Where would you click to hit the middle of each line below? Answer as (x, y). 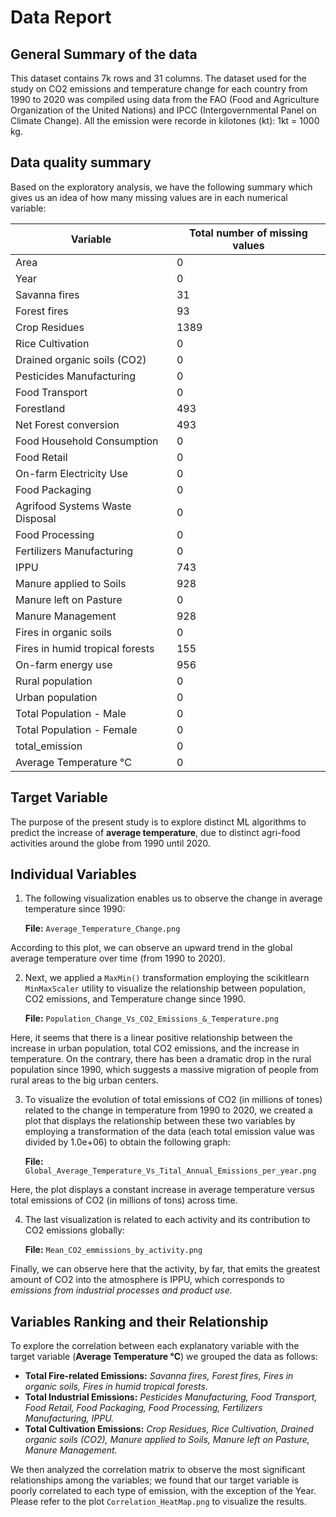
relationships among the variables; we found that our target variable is (154, 1480)
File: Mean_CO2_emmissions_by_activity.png (113, 1250)
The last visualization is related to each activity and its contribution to (167, 1220)
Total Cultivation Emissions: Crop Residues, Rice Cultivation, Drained (169, 1429)
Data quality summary (81, 162)
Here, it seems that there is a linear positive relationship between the (151, 1038)
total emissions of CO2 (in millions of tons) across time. (124, 1200)
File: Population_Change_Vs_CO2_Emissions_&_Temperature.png (151, 1018)
